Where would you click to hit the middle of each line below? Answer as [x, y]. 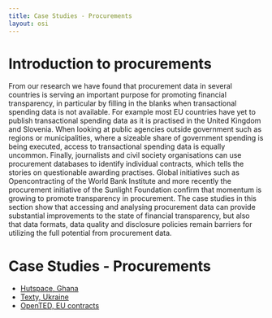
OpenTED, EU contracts [60, 306]
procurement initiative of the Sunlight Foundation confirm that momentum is [135, 190]
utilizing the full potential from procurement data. [90, 233]
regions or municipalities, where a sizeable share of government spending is [136, 138]
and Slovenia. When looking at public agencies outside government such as [135, 129]
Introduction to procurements [110, 64]
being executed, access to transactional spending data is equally [117, 146]
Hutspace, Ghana [49, 289]
